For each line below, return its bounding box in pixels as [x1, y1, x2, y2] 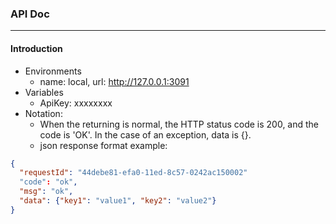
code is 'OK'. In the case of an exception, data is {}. [39, 128, 252, 141]
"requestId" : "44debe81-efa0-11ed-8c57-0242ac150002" [19, 168, 248, 178]
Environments [24, 65, 82, 77]
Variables [24, 86, 64, 98]
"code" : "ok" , [19, 177, 78, 187]
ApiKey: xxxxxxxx [39, 97, 113, 109]
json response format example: [39, 139, 168, 151]
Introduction [10, 42, 63, 54]
